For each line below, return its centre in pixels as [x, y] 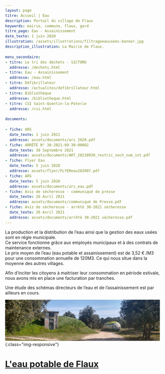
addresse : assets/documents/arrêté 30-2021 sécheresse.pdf [71, 217]
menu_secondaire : [23, 57]
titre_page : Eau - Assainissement [41, 31]
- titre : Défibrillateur [30, 83]
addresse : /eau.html [30, 78]
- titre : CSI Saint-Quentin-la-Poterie [46, 104]
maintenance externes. [28, 247]
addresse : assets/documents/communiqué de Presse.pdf [66, 202]
